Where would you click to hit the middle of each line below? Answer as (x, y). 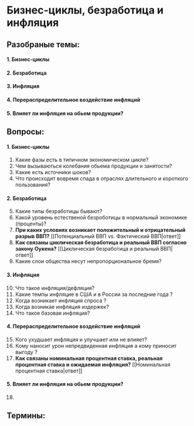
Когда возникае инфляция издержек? (62, 307)
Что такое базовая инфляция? (52, 313)
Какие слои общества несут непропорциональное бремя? (88, 261)
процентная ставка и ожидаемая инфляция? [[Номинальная (93, 364)
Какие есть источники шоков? (53, 172)
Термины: (26, 416)
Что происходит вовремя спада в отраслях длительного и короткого (102, 179)
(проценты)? (30, 224)
